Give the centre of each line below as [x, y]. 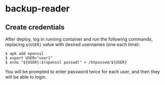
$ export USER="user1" [29, 58]
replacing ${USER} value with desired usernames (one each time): [73, 44]
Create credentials [35, 27]
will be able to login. [26, 77]
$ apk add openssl [24, 53]
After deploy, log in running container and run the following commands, [79, 39]
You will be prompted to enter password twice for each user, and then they [82, 71]
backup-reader [37, 9]
